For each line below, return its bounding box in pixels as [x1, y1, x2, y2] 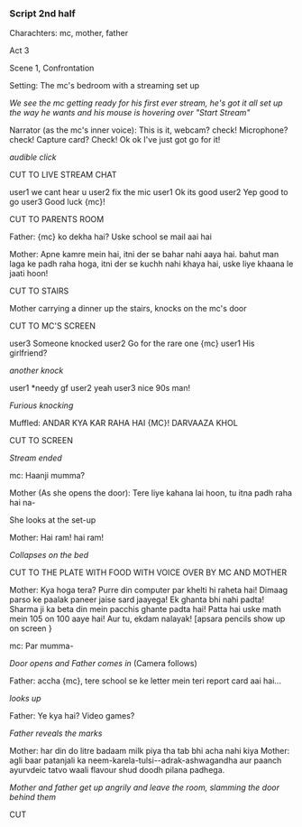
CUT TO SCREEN [9, 435, 74, 446]
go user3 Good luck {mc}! [9, 197, 105, 208]
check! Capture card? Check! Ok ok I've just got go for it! [9, 135, 221, 145]
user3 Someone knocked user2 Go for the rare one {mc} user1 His [9, 338, 255, 349]
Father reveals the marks [9, 728, 103, 739]
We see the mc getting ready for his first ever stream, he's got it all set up [9, 98, 283, 108]
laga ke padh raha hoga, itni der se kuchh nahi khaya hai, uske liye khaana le [9, 258, 294, 269]
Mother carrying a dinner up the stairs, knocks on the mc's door [9, 303, 247, 314]
